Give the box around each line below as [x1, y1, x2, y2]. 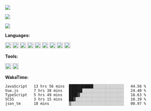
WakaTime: [5, 74, 29, 80]
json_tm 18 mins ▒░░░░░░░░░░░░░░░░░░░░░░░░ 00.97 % [5, 101, 147, 106]
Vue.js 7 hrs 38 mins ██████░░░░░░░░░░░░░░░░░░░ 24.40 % [5, 88, 147, 93]
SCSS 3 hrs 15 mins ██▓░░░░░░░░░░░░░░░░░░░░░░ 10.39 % [5, 97, 147, 102]
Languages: [5, 33, 30, 38]
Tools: [5, 53, 18, 59]
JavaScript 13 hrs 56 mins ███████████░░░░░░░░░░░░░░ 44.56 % [5, 84, 147, 89]
